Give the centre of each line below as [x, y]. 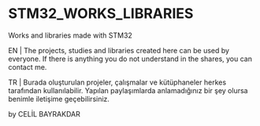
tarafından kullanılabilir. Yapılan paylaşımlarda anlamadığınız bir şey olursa [128, 90]
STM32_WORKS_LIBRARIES [101, 14]
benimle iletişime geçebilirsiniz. [59, 99]
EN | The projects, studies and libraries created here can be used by [119, 50]
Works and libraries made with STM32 [70, 35]
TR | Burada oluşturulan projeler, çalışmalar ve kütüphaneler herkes [117, 82]
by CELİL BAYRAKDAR [44, 113]
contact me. [28, 67]
